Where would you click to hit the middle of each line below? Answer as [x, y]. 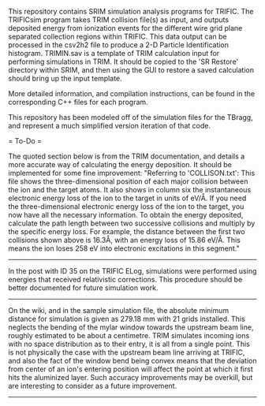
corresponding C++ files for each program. [78, 102]
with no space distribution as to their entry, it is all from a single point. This [129, 344]
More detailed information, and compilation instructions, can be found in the [131, 93]
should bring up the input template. [65, 78]
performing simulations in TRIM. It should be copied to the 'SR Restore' [123, 61]
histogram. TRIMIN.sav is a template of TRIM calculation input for [114, 53]
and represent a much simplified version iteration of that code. [110, 126]
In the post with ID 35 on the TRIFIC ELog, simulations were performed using [132, 271]
